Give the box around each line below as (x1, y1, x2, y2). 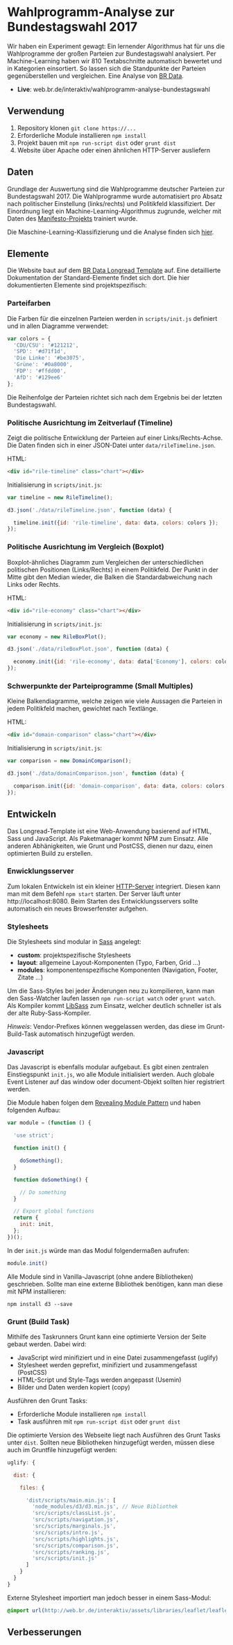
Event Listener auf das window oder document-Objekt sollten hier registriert (7, 1078, 225, 1086)
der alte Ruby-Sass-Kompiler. (7, 1009, 92, 1017)
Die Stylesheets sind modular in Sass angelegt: (7, 938, 142, 946)
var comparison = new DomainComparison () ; (7, 757, 132, 764)
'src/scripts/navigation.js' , (32, 1516, 119, 1523)
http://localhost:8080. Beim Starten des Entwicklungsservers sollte (7, 897, 199, 905)
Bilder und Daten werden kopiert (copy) (17, 1383, 130, 1391)
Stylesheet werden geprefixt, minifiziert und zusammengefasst (17, 1360, 198, 1369)
